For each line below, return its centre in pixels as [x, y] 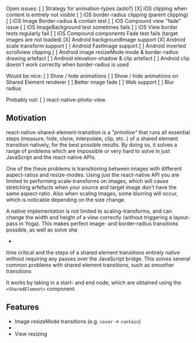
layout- [182, 217]
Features [23, 307]
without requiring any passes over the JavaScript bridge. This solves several [98, 259]
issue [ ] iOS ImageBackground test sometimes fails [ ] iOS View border [92, 27]
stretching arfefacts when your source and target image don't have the [91, 187]
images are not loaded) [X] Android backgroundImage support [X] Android [96, 40]
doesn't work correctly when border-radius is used [67, 64]
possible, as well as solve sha [42, 230]
